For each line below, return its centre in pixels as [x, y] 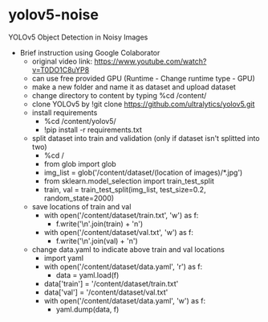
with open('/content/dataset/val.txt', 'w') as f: [119, 232]
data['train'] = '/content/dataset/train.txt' [111, 283]
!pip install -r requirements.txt [93, 130]
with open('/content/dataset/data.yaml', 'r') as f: [123, 266]
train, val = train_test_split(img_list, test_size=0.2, [125, 189]
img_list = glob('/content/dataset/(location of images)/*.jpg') [143, 172]
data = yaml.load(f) [87, 275]
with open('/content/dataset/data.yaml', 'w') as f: [125, 300]
